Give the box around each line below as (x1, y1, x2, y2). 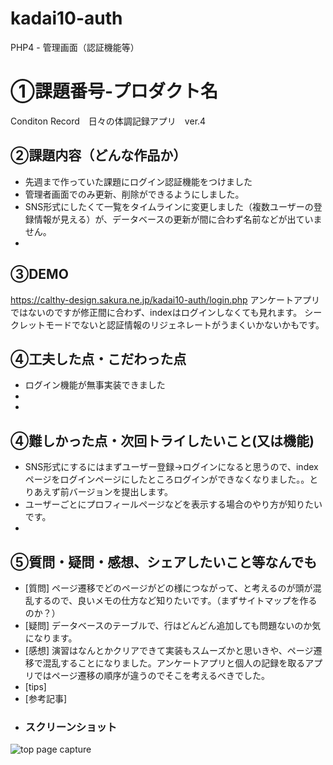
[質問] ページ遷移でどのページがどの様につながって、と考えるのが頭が (24, 582, 313, 594)
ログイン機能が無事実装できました (24, 379, 166, 391)
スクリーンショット (24, 720, 118, 734)
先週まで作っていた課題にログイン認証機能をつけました (24, 175, 253, 187)
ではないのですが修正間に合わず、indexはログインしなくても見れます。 (10, 306, 303, 318)
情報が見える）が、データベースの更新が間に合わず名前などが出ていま (33, 213, 323, 225)
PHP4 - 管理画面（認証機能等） (10, 41, 140, 53)
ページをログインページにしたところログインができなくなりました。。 (24, 473, 310, 486)
